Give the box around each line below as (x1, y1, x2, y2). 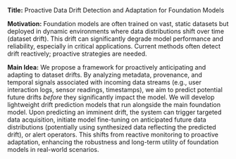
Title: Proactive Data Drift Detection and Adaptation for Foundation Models (7, 6, 225, 14)
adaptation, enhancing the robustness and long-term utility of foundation (7, 138, 219, 146)
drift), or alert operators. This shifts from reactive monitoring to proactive (7, 130, 218, 139)
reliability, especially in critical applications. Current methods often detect (7, 42, 221, 50)
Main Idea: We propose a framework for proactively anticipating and (7, 63, 206, 71)
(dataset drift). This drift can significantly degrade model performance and (7, 34, 224, 43)
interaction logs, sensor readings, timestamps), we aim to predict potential (7, 86, 223, 94)
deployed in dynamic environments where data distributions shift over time (7, 27, 224, 35)
